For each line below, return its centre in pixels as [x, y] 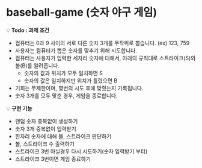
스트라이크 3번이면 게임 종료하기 [53, 159]
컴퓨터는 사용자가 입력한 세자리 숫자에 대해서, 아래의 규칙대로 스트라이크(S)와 [105, 58]
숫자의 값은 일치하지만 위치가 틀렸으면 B [71, 80]
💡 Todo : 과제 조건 [28, 30]
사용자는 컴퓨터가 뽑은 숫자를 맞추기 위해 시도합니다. [76, 50]
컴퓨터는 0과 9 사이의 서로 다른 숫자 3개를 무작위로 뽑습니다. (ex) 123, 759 [102, 43]
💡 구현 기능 [19, 108]
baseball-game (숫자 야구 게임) [82, 12]
